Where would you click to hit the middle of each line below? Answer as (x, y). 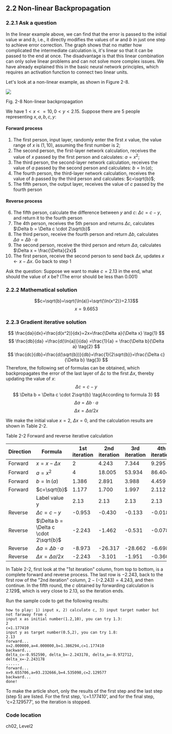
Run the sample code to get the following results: (57, 601)
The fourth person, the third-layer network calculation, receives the (84, 173)
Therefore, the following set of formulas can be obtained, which (73, 368)
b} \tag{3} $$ (94, 360)
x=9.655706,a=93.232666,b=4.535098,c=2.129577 (56, 672)
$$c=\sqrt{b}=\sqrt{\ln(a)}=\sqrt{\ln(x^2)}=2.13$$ (86, 301)
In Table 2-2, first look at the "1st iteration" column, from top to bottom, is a (84, 569)
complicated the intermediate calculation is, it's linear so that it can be (79, 50)
